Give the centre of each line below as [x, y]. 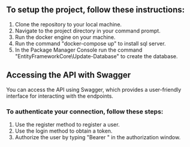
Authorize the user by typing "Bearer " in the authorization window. [98, 137]
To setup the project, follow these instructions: [95, 10]
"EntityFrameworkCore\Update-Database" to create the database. [96, 56]
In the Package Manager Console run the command [79, 50]
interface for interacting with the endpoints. [60, 96]
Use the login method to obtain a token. [64, 131]
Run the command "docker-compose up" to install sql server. [90, 43]
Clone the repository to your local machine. [68, 24]
